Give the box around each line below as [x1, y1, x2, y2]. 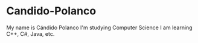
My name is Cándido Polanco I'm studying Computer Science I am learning [6, 24, 193, 31]
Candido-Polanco [6, 4, 97, 18]
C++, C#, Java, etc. [6, 30, 55, 37]
